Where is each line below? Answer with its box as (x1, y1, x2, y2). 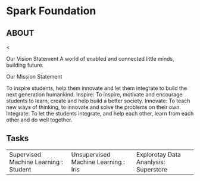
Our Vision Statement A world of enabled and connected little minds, (6, 55, 174, 62)
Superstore (136, 165, 168, 173)
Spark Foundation (6, 4, 96, 18)
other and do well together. (6, 116, 73, 123)
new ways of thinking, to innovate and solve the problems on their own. (6, 104, 182, 111)
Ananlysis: (136, 158, 165, 166)
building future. (6, 61, 43, 68)
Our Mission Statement (6, 73, 62, 80)
